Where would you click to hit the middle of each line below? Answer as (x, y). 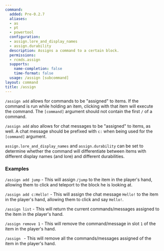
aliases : (18, 19)
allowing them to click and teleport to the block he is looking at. (69, 184)
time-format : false (34, 73)
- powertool (22, 32)
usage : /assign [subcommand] (39, 78)
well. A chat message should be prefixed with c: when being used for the (79, 131)
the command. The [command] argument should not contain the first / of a (79, 111)
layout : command (22, 82)
